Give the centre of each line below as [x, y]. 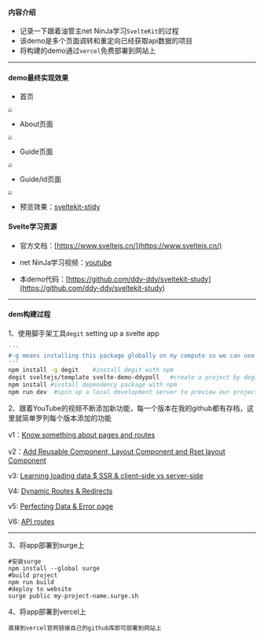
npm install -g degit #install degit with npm [91, 370]
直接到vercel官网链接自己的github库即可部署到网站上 [85, 628]
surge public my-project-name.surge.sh [73, 596]
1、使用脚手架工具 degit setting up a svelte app [84, 333]
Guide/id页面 [40, 179]
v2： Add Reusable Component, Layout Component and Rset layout [117, 451]
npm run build [31, 582]
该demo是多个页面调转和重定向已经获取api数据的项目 [106, 41]
